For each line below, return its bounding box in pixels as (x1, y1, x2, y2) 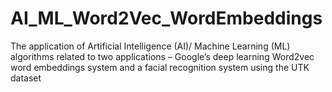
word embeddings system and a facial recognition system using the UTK (10, 61, 310, 73)
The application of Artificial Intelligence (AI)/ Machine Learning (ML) (10, 40, 291, 52)
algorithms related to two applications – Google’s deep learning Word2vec (10, 50, 315, 62)
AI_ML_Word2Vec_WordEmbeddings (10, 7, 323, 30)
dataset (10, 72, 42, 84)
